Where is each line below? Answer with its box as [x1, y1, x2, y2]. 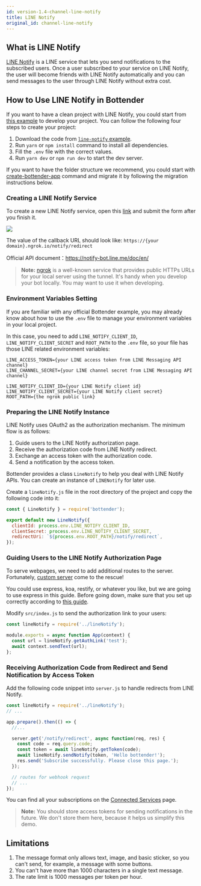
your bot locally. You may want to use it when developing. [20, 279, 164, 286]
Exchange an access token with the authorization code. [14, 452, 153, 459]
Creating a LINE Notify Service [6, 194, 97, 202]
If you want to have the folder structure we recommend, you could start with [6, 166, 196, 173]
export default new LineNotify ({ [6, 517, 90, 523]
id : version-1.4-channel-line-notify [6, 8, 101, 15]
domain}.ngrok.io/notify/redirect [6, 243, 93, 250]
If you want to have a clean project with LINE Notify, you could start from [6, 111, 187, 118]
